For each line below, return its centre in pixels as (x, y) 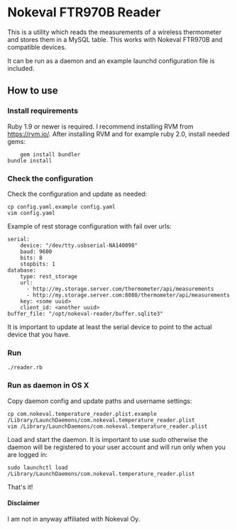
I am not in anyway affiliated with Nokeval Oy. (74, 519)
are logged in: (28, 454)
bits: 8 (31, 258)
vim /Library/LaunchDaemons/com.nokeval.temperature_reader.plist (108, 426)
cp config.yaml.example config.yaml (61, 206)
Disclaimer (24, 503)
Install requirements (43, 111)
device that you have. (39, 334)
